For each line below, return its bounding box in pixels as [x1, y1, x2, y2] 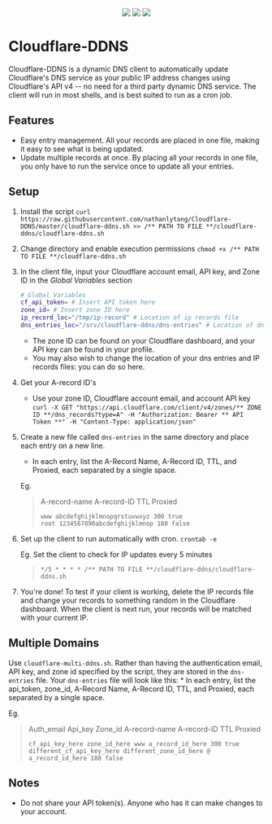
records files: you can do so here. [32, 362, 145, 371]
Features [8, 114, 54, 128]
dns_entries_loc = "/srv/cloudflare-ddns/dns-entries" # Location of [19, 322, 254, 330]
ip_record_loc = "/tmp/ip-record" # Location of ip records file [19, 313, 240, 322]
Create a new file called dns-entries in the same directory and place [19, 432, 249, 441]
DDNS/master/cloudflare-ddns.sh [19, 222, 130, 230]
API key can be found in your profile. [32, 344, 155, 354]
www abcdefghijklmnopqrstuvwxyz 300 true [40, 512, 183, 520]
